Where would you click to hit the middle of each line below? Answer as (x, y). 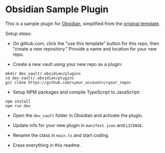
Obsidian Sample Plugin (57, 9)
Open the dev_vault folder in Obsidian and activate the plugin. (78, 115)
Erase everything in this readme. (47, 145)
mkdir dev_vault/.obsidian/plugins (43, 73)
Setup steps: (19, 33)
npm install (18, 101)
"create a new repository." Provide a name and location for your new (85, 49)
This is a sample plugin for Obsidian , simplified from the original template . (83, 24)
